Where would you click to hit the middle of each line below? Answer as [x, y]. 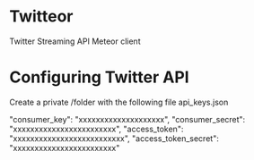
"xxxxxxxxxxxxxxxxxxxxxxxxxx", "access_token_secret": [114, 138]
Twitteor [41, 17]
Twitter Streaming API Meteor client [75, 41]
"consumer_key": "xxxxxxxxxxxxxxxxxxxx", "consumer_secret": [127, 119]
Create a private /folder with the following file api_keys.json [119, 102]
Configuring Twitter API [100, 77]
